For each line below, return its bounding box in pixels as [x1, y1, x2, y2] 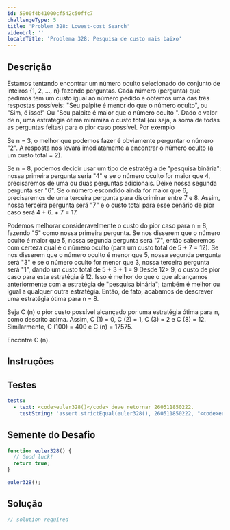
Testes [7, 379, 37, 390]
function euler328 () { [7, 448, 72, 454]
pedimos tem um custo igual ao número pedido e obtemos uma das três [7, 93, 210, 102]
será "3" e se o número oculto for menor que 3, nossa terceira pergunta [7, 258, 210, 266]
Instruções [7, 355, 55, 368]
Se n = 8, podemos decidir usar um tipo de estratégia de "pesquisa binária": [7, 164, 222, 173]
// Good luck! [13, 454, 53, 461]
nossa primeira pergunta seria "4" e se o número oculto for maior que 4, [7, 171, 211, 179]
